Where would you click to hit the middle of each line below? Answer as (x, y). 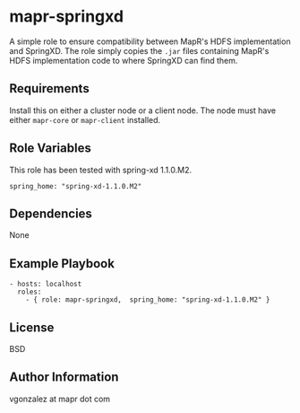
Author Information (64, 378)
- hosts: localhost (46, 285)
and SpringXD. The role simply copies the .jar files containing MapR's (139, 50)
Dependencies (51, 213)
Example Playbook (62, 264)
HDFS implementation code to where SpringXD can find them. (124, 60)
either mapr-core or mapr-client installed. (85, 119)
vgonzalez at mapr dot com (60, 399)
